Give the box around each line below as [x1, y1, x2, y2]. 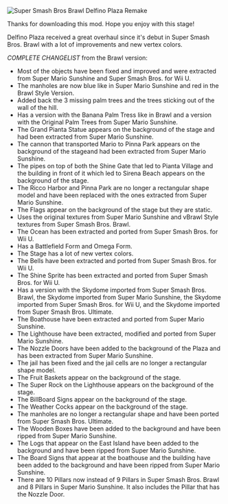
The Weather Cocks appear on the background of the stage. [16, 402, 188, 411]
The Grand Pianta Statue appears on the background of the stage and [16, 126, 215, 133]
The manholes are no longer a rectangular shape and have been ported [16, 410, 220, 418]
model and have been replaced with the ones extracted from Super [16, 191, 207, 199]
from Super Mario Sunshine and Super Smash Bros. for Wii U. [16, 74, 191, 82]
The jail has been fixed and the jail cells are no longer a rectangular [16, 359, 207, 367]
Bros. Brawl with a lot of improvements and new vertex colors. [7, 41, 183, 48]
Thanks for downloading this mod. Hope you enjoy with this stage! [7, 20, 194, 27]
